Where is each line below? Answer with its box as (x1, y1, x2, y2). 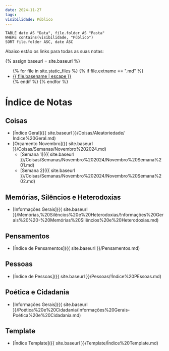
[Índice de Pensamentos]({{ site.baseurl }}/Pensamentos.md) (12, 245, 140, 251)
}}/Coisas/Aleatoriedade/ (73, 130, 125, 136)
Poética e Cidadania (5, 288, 70, 296)
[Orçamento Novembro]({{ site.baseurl (12, 141, 93, 147)
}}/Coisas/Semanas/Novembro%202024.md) (12, 146, 107, 152)
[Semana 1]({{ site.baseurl (20, 151, 75, 157)
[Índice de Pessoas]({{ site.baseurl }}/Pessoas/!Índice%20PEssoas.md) (12, 273, 161, 279)
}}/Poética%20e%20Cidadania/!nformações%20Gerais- (12, 306, 130, 313)
